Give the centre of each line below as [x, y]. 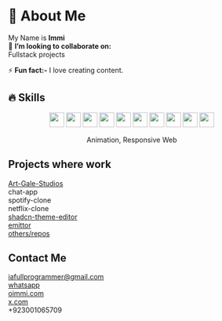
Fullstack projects [36, 54]
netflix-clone [29, 208]
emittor [20, 225]
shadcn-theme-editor [43, 217]
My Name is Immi [36, 38]
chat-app [23, 192]
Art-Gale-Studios [36, 183]
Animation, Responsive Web [132, 140]
